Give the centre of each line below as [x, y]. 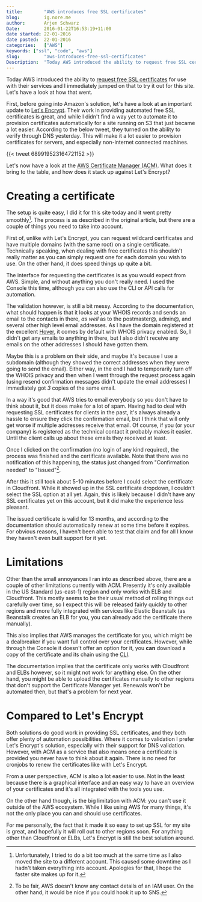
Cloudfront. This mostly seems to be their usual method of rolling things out [100, 598]
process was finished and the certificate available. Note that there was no [97, 456]
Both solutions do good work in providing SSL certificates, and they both [96, 732]
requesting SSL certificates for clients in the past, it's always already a [93, 413]
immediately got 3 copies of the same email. [61, 388]
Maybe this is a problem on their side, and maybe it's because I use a [92, 356]
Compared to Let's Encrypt [75, 716]
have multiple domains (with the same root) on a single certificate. [88, 245]
